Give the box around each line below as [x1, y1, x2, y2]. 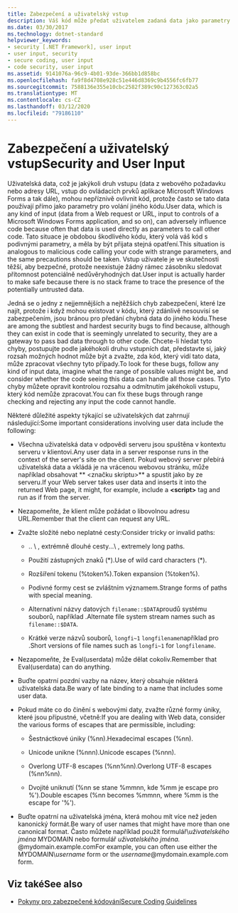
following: [7, 426, 36, 434]
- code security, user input [7, 63, 94, 71]
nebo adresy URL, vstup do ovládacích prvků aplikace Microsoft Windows [7, 187, 224, 195]
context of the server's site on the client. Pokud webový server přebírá [17, 455, 225, 464]
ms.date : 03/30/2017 [7, 24, 69, 31]
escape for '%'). [28, 798, 76, 807]
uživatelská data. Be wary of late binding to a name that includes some [17, 684, 223, 692]
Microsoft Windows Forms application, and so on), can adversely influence [7, 216, 227, 225]
